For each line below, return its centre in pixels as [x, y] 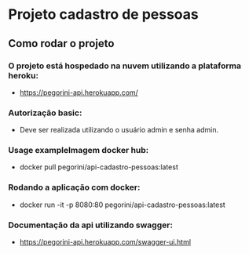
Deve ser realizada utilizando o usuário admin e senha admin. [119, 130]
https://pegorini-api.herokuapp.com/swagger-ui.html [105, 242]
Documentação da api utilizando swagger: [90, 225]
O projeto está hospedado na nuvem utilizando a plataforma [125, 66]
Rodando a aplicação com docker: [74, 187]
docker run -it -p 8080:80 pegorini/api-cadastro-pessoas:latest [122, 205]
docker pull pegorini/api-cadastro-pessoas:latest [99, 167]
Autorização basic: [45, 113]
